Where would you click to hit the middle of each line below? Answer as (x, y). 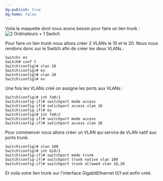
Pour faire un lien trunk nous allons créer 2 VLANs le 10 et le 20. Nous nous (81, 43)
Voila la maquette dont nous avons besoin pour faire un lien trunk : (73, 28)
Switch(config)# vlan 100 (32, 146)
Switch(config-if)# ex (28, 110)
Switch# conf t (21, 62)
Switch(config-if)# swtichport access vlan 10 (54, 106)
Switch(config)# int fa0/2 (33, 114)
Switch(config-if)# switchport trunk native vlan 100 (62, 159)
